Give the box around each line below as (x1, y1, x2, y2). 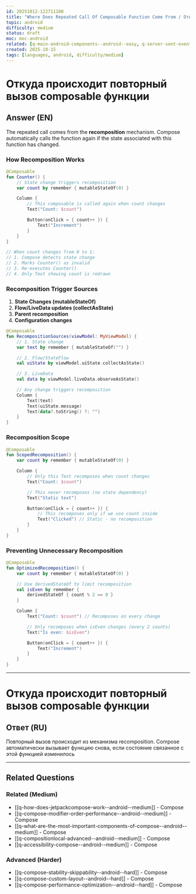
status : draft (6, 30, 41, 36)
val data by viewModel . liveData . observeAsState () (16, 377, 140, 382)
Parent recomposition (14, 310, 69, 317)
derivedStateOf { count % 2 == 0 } (27, 592, 114, 598)
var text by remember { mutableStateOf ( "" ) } (16, 344, 129, 350)
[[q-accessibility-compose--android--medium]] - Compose (14, 841, 157, 848)
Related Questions (6, 773, 75, 783)
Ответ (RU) (6, 723, 48, 733)
